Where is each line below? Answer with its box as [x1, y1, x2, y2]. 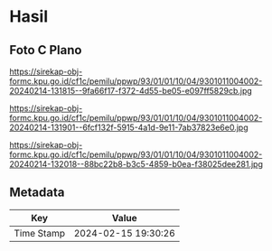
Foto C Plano [9, 42, 82, 58]
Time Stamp [14, 227, 66, 239]
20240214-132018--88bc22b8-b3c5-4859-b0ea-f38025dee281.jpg [9, 159, 264, 169]
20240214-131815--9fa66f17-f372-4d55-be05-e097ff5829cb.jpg [9, 86, 253, 96]
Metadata [9, 185, 65, 200]
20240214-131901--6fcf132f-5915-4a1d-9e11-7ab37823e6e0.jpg [9, 122, 249, 133]
